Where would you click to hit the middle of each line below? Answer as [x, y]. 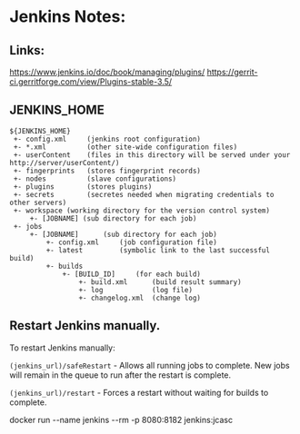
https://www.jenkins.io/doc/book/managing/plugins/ [107, 72]
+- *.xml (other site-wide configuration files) [125, 147]
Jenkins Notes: [68, 17]
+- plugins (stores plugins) [83, 187]
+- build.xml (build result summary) [160, 282]
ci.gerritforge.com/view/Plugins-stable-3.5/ [91, 82]
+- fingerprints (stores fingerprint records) [107, 171]
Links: [27, 50]
